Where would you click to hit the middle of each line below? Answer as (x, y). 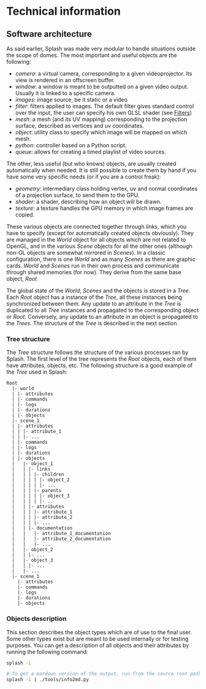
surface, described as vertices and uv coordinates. (79, 126)
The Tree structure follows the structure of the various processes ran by (97, 352)
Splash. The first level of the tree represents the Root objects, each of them (101, 359)
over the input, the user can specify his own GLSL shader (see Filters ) (103, 113)
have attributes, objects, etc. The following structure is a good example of (100, 366)
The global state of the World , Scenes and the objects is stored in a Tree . (98, 291)
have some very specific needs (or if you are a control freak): (84, 177)
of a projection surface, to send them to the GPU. (77, 195)
